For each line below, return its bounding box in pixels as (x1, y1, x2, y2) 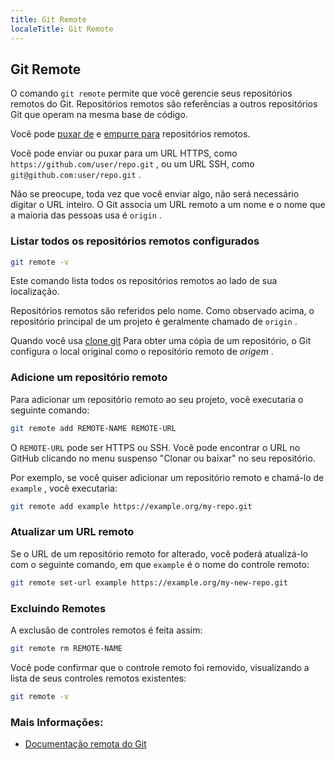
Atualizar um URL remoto (10, 525, 135, 539)
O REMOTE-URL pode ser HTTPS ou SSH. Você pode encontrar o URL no (10, 441, 301, 453)
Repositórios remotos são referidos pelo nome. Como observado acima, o (10, 305, 315, 317)
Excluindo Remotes (10, 601, 107, 615)
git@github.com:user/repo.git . (10, 169, 142, 181)
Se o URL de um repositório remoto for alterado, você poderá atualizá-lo (10, 547, 308, 560)
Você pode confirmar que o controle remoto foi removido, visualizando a (10, 661, 310, 673)
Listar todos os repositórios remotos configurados (10, 234, 260, 248)
